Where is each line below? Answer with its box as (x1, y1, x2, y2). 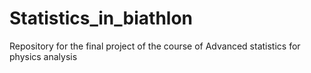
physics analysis (9, 50, 78, 62)
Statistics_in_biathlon (9, 7, 194, 30)
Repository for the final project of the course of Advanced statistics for (9, 40, 301, 52)
